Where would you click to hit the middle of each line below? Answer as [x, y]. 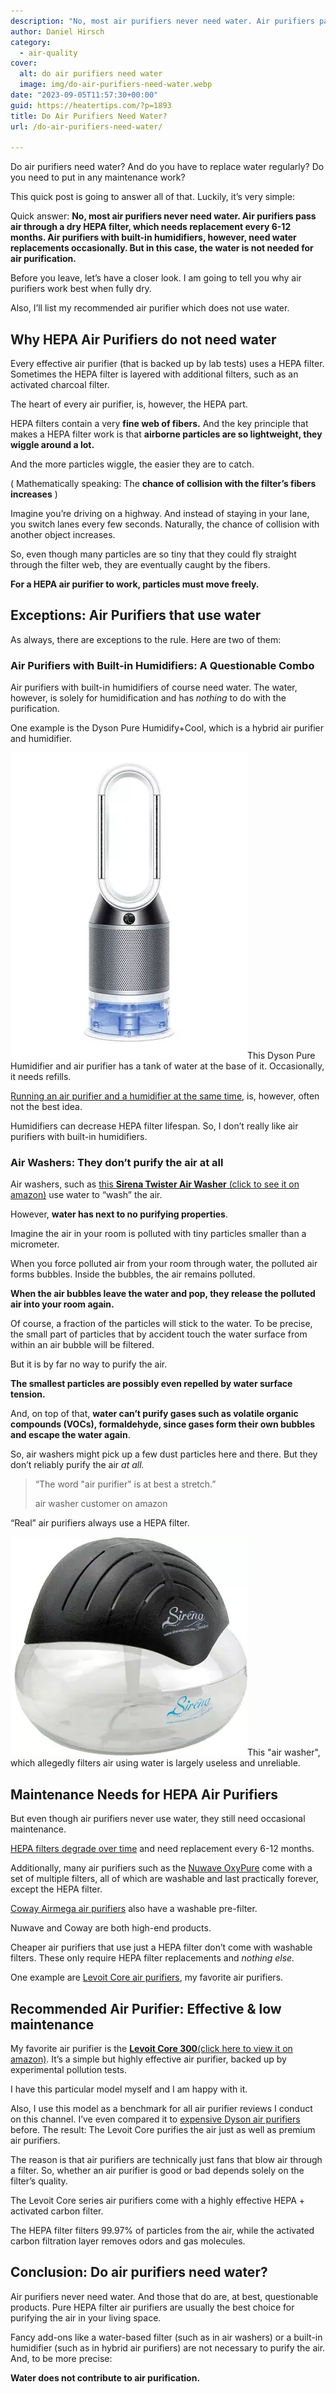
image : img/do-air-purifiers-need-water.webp [116, 85]
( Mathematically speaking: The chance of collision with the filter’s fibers [163, 484]
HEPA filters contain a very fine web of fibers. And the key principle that [159, 424]
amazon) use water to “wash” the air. [86, 1195]
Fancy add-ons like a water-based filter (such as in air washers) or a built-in [166, 2337]
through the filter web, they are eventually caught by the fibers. [140, 565]
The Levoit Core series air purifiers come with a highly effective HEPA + [158, 2201]
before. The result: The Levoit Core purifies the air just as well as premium [163, 2130]
